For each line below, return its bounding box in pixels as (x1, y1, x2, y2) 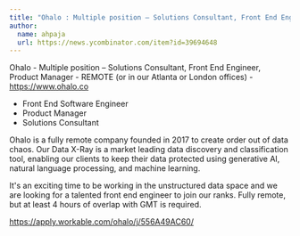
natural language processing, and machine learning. (9, 163, 201, 174)
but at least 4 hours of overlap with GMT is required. (9, 199, 203, 210)
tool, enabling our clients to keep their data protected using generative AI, (9, 153, 280, 165)
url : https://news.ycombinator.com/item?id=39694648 (17, 37, 218, 47)
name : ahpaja (17, 29, 66, 38)
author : (9, 21, 38, 30)
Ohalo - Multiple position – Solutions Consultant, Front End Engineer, (9, 62, 262, 73)
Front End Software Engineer (21, 99, 129, 110)
